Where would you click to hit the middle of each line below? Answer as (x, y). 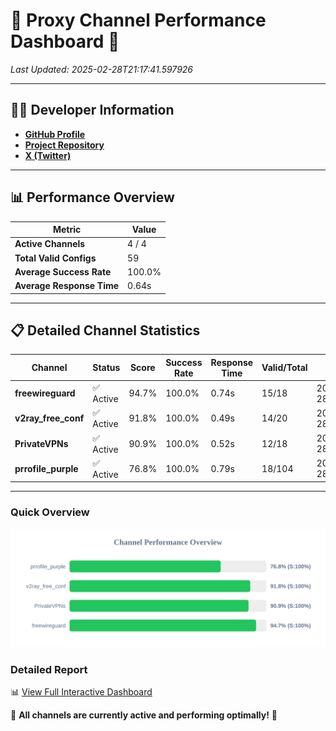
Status (106, 368)
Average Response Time (67, 286)
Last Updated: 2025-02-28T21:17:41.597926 (102, 69)
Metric (67, 230)
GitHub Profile (55, 134)
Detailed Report (49, 669)
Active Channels (50, 244)
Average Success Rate (63, 271)
